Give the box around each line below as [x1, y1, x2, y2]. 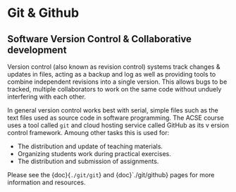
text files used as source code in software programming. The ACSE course [7, 114, 224, 122]
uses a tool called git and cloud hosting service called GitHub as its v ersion [7, 121, 229, 129]
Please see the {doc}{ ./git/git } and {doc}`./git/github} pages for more [7, 171, 215, 179]
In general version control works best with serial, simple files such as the [7, 106, 218, 114]
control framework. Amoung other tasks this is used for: [7, 129, 170, 136]
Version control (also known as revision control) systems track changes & [7, 63, 221, 71]
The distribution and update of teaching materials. [17, 142, 163, 151]
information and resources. [7, 178, 86, 186]
